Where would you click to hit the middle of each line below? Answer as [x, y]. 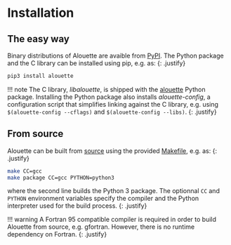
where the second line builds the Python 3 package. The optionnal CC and [113, 191]
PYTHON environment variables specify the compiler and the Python [103, 199]
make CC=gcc [25, 171]
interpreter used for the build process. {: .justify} [77, 206]
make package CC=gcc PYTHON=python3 [61, 178]
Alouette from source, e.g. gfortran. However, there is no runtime [101, 227]
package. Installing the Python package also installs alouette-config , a [109, 97]
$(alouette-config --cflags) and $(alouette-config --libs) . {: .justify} [112, 112]
